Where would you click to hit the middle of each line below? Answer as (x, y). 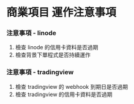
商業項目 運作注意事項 (61, 12)
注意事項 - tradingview (40, 72)
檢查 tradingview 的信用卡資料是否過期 (64, 94)
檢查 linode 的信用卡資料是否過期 (57, 47)
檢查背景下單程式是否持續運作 (53, 55)
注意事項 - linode (31, 33)
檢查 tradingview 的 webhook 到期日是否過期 (72, 86)
